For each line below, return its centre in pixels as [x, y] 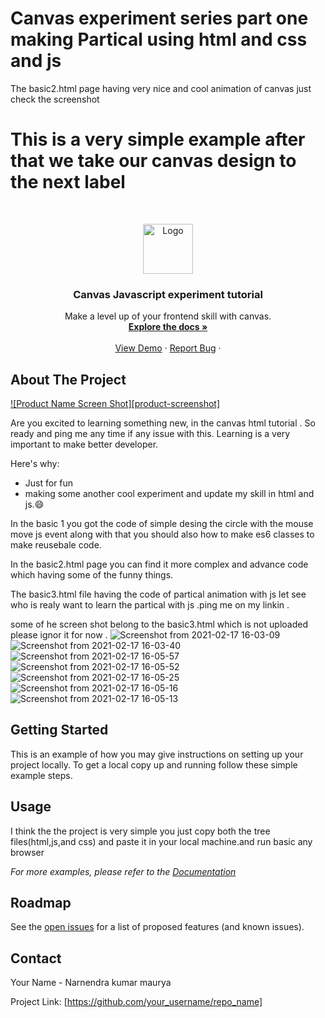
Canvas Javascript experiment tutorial [168, 294]
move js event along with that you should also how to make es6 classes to [162, 534]
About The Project [68, 379]
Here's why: [35, 463]
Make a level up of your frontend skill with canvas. [168, 316]
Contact [36, 958]
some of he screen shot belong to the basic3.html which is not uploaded [159, 624]
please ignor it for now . [59, 634]
